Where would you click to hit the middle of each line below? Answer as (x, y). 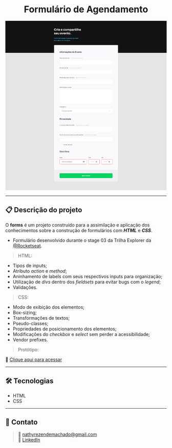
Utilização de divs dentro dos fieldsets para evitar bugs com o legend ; (87, 282)
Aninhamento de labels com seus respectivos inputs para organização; (88, 276)
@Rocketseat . (27, 245)
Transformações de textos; (41, 318)
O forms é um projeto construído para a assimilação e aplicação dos (78, 225)
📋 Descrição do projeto (44, 210)
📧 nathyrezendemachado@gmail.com (57, 434)
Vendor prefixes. (30, 340)
